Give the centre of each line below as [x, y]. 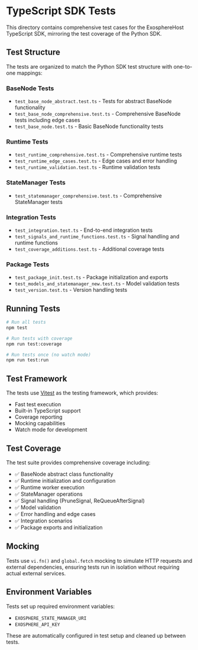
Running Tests [33, 309]
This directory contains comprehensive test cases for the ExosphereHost [95, 27]
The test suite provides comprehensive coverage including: [78, 462]
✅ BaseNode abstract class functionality [64, 474]
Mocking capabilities [40, 423]
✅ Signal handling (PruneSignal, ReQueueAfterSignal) [79, 501]
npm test [17, 327]
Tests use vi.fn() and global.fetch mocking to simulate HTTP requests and [99, 560]
